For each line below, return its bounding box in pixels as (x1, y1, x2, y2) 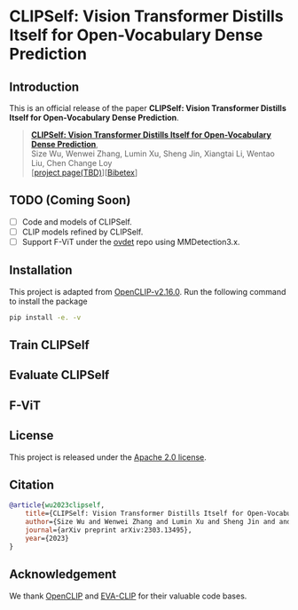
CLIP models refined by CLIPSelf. (21, 226, 144, 237)
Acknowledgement (9, 566, 117, 582)
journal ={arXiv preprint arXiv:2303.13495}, (25, 526, 192, 535)
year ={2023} (25, 534, 69, 543)
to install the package (9, 296, 88, 306)
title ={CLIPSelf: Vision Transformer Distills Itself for (25, 509, 244, 519)
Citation (9, 478, 55, 493)
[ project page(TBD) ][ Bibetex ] (30, 167, 138, 178)
